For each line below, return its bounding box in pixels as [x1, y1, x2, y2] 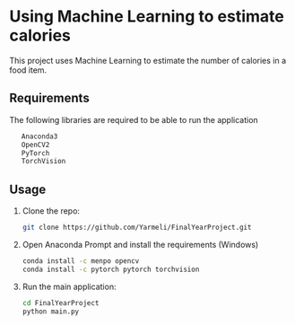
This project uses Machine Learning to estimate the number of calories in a [9, 55, 287, 66]
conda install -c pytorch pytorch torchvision [22, 265, 200, 274]
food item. [9, 65, 48, 75]
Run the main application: [22, 281, 117, 292]
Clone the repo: [22, 206, 81, 216]
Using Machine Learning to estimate [9, 6, 284, 27]
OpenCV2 [21, 140, 50, 149]
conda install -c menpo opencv [22, 256, 140, 266]
